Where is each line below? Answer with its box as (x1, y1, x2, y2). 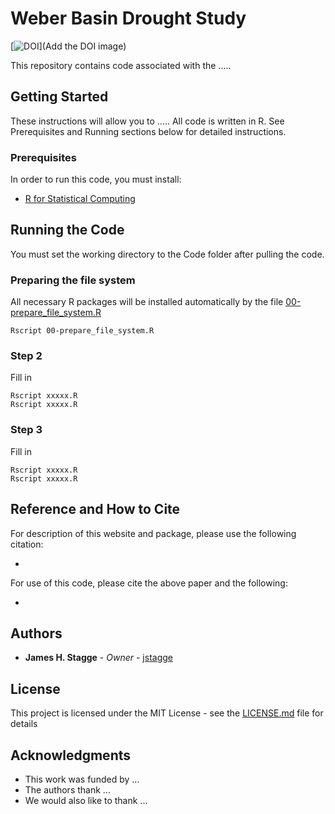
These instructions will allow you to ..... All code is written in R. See (10, 115, 285, 127)
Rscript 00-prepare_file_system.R (10, 326, 155, 336)
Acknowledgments (10, 747, 132, 764)
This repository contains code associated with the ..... (10, 59, 232, 71)
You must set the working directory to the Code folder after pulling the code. (10, 248, 325, 260)
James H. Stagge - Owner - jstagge (24, 652, 173, 664)
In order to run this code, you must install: (10, 173, 182, 186)
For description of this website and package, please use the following (10, 527, 297, 539)
